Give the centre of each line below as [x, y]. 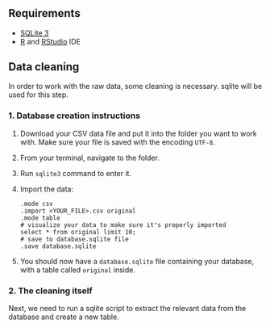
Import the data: [47, 189]
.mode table [40, 218]
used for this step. [38, 95]
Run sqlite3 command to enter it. [75, 173]
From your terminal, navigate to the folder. [89, 158]
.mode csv [37, 204]
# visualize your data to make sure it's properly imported [123, 225]
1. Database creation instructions [75, 116]
